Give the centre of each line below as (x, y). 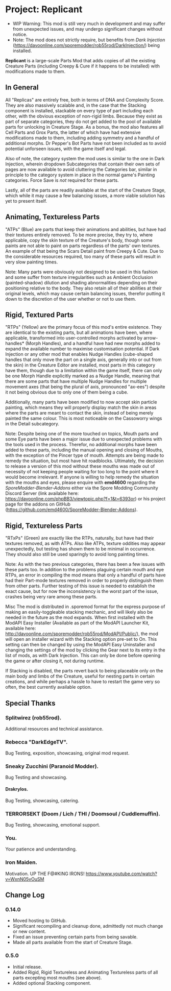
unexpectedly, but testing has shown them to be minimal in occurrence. (80, 549)
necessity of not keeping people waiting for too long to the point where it (82, 472)
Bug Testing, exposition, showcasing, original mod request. (67, 753)
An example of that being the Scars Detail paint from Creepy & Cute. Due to (84, 251)
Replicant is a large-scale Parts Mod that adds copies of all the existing (80, 60)
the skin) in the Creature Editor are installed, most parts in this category (80, 365)
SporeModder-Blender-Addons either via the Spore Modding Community (82, 488)
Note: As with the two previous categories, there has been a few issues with (85, 564)
